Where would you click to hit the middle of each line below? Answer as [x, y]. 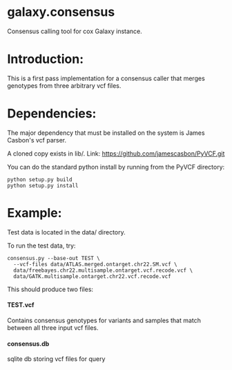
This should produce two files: [50, 289]
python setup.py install [43, 185]
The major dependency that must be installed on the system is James [106, 133]
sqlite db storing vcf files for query [56, 359]
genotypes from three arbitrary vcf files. [64, 85]
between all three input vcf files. [53, 327]
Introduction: [46, 59]
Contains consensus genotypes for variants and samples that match [104, 320]
